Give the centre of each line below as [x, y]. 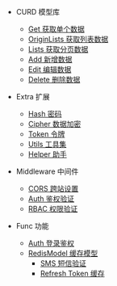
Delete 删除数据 [54, 80]
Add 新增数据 [50, 59]
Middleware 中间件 [47, 171]
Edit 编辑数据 [50, 69]
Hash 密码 [45, 114]
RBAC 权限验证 [53, 209]
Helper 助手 [47, 154]
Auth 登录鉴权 [51, 243]
